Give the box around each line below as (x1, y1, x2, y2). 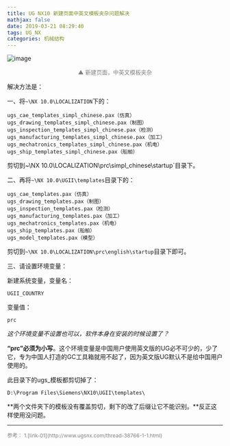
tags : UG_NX (7, 29, 41, 36)
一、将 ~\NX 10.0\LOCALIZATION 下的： (7, 97, 111, 106)
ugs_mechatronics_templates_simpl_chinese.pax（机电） (7, 141, 163, 148)
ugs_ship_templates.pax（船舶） (7, 227, 96, 234)
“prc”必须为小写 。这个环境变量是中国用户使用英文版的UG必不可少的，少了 (7, 344, 218, 353)
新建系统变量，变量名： (7, 277, 73, 285)
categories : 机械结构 (7, 36, 65, 42)
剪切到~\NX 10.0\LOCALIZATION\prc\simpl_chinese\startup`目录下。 (7, 162, 199, 170)
